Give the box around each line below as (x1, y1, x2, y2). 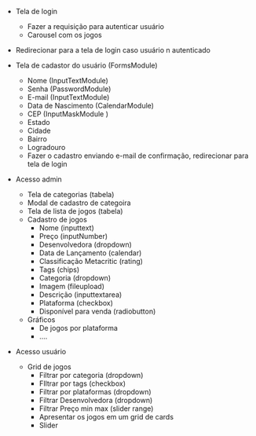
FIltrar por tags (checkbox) (38, 379, 126, 388)
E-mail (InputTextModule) (27, 93, 110, 101)
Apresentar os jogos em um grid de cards (38, 412, 174, 421)
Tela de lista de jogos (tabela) (27, 207, 123, 215)
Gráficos (27, 315, 56, 324)
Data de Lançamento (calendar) (38, 248, 142, 258)
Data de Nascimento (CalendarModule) (27, 101, 155, 110)
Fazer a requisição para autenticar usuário (27, 22, 165, 31)
